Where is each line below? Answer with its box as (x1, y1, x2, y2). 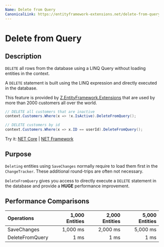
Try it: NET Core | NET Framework (5, 136, 74, 142)
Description (5, 52, 41, 61)
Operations (7, 215, 34, 222)
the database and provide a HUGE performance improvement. (5, 183, 130, 189)
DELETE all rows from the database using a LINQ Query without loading (5, 65, 146, 71)
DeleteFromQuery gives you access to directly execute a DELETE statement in (5, 178, 157, 183)
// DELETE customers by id (5, 123, 60, 128)
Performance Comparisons (5, 197, 89, 205)
